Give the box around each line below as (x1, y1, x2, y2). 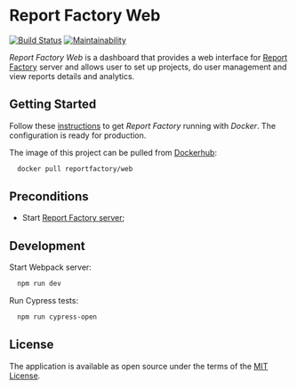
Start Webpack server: (9, 262, 92, 272)
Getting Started (9, 97, 97, 112)
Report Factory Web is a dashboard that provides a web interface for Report (9, 52, 288, 62)
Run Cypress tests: (9, 296, 78, 306)
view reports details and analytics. (9, 70, 135, 81)
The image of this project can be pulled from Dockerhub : (9, 147, 218, 158)
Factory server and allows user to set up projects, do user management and (9, 61, 287, 72)
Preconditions (9, 189, 89, 205)
